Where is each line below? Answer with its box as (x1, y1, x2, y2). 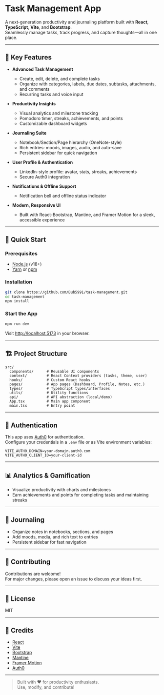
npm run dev (5, 321, 29, 326)
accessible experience (19, 217, 65, 222)
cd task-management (5, 294, 45, 299)
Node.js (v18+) (12, 261, 42, 267)
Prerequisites (5, 250, 38, 257)
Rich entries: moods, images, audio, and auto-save (19, 144, 122, 150)
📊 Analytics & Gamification (5, 471, 90, 479)
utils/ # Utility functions (9, 391, 89, 396)
